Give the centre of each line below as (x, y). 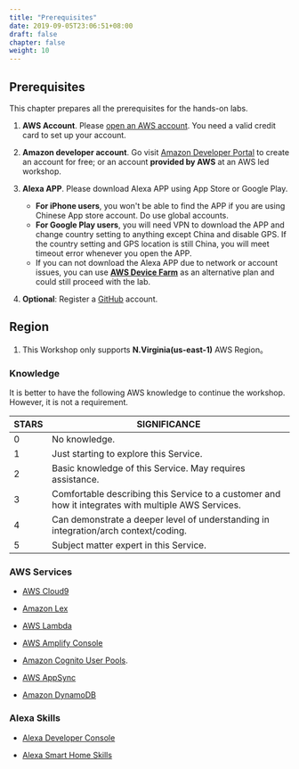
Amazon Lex (45, 608)
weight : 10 (29, 51)
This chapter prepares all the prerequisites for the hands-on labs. (129, 108)
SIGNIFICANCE (169, 425)
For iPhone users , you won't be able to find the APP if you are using (160, 205)
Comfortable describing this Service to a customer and (166, 494)
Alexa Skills (35, 718)
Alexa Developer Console (69, 738)
